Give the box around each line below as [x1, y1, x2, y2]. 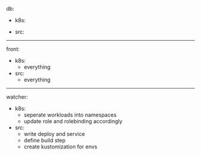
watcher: [6, 93, 28, 101]
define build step [23, 137, 66, 144]
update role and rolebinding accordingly [23, 118, 123, 124]
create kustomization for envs [23, 143, 98, 150]
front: [6, 45, 20, 53]
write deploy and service [23, 130, 86, 137]
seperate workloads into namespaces [23, 111, 117, 118]
